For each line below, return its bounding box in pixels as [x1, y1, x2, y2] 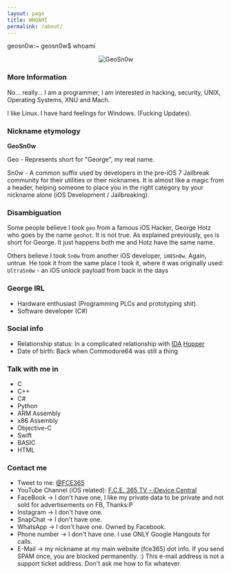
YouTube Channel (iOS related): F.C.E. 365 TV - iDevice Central [17, 486, 197, 495]
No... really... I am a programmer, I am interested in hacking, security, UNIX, [7, 88, 221, 97]
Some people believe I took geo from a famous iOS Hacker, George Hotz [7, 224, 212, 232]
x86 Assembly [17, 417, 59, 425]
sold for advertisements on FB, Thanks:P [17, 501, 133, 509]
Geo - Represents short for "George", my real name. [7, 155, 155, 163]
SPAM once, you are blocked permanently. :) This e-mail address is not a [17, 552, 224, 560]
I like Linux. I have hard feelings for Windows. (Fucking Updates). [7, 108, 192, 117]
